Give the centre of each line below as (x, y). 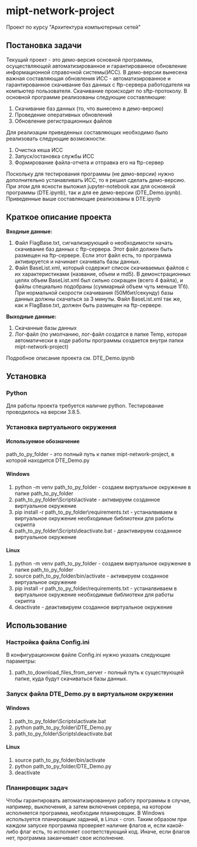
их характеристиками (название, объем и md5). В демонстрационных (103, 274)
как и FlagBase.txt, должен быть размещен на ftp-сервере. (89, 305)
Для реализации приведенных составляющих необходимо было (87, 132)
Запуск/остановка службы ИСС (54, 156)
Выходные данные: (31, 316)
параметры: (21, 661)
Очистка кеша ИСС (39, 150)
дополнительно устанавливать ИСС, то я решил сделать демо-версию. (96, 180)
